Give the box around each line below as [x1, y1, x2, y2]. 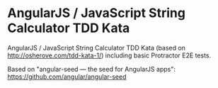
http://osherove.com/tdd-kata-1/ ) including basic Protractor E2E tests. [7, 51, 211, 60]
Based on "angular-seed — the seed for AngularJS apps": [7, 65, 176, 73]
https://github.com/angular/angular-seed [7, 72, 127, 81]
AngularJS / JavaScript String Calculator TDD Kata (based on [7, 43, 186, 52]
